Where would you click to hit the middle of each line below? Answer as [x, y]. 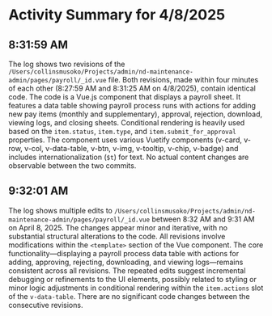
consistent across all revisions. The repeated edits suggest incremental [127, 270]
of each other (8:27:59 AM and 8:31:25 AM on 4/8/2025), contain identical [132, 88]
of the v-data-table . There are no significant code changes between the [129, 296]
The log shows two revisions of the [67, 64]
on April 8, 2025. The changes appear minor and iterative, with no [118, 227]
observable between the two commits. [72, 166]
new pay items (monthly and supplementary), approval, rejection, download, [136, 114]
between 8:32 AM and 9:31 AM [203, 219]
